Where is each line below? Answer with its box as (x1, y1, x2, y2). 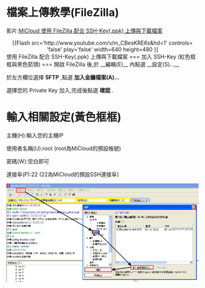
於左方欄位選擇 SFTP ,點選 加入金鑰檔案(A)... (6, 73, 120, 81)
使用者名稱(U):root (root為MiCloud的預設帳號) (6, 144, 121, 152)
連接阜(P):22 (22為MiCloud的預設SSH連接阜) (6, 171, 119, 178)
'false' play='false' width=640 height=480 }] (46, 45, 159, 53)
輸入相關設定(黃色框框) (6, 111, 122, 124)
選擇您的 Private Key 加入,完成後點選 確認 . (6, 86, 114, 94)
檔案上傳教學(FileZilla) (6, 6, 120, 20)
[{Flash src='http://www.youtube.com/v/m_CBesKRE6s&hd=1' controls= (12, 39, 193, 46)
